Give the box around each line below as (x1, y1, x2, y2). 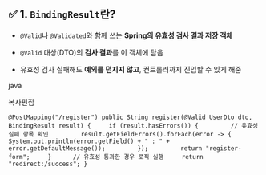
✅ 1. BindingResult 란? (8, 7, 116, 22)
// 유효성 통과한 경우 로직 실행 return (72, 153, 204, 161)
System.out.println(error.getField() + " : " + (8, 137, 171, 145)
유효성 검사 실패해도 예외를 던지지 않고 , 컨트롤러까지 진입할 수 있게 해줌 (19, 64, 242, 74)
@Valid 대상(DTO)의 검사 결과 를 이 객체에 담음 (19, 47, 164, 57)
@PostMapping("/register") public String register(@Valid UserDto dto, (8, 113, 252, 121)
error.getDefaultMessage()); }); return (8, 144, 203, 153)
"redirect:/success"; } (8, 160, 88, 168)
